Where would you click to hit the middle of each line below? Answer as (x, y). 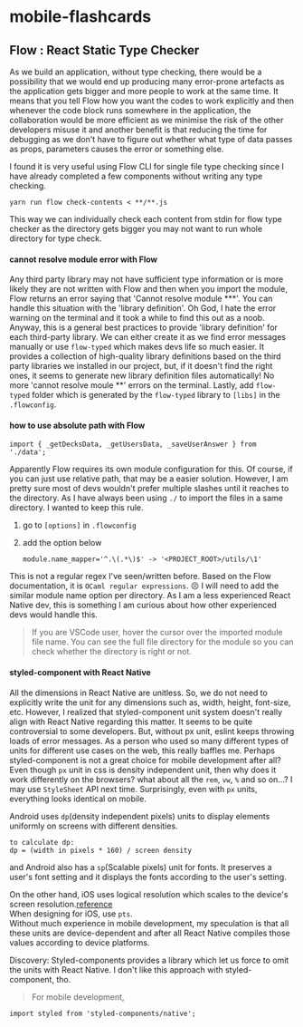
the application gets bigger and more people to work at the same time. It (144, 91)
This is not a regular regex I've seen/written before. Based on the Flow (140, 576)
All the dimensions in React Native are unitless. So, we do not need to (139, 693)
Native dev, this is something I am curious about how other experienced (143, 606)
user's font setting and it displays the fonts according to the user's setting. (148, 877)
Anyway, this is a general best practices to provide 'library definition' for (144, 327)
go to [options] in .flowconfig (80, 525)
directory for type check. (56, 238)
